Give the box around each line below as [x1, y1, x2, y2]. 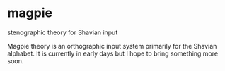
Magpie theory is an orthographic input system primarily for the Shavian [7, 41, 217, 50]
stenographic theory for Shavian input [7, 28, 118, 37]
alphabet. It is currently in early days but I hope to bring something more [7, 49, 218, 58]
